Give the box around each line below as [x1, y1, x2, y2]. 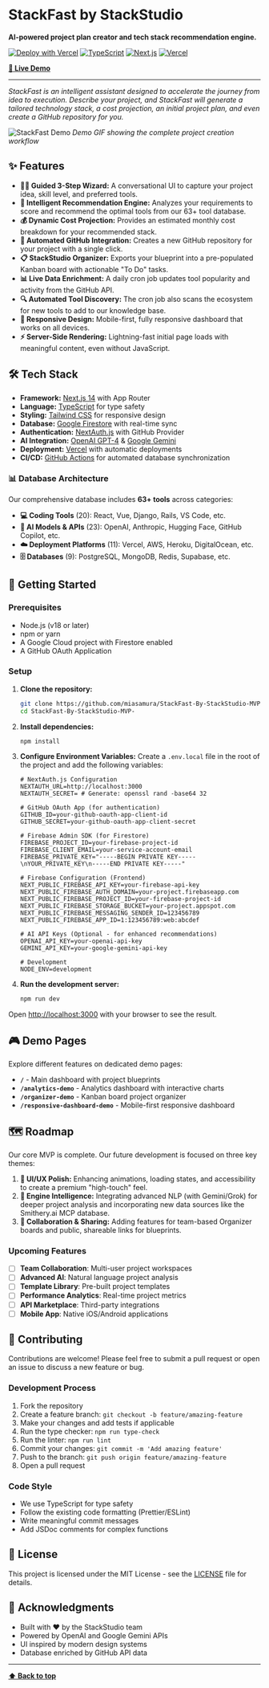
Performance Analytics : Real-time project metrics [19, 1290, 187, 1300]
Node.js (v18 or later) [19, 620, 90, 630]
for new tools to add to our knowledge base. [19, 305, 167, 315]
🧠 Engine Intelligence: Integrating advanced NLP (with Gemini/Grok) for [19, 1191, 258, 1201]
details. [8, 1577, 33, 1587]
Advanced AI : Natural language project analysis [19, 1273, 179, 1282]
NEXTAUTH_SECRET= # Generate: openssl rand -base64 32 [19, 789, 207, 798]
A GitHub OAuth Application [19, 646, 112, 655]
